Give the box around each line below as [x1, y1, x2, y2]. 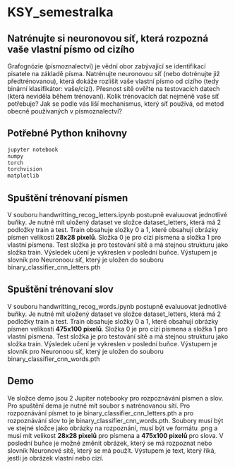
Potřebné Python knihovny [7, 128, 128, 140]
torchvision [7, 166, 42, 173]
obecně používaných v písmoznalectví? [7, 107, 122, 115]
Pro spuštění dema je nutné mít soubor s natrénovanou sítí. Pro [7, 401, 191, 410]
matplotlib [7, 172, 40, 180]
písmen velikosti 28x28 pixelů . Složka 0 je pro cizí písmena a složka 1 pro [7, 233, 222, 241]
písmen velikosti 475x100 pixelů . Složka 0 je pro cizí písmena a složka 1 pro [7, 324, 228, 333]
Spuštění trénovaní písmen [7, 192, 128, 204]
